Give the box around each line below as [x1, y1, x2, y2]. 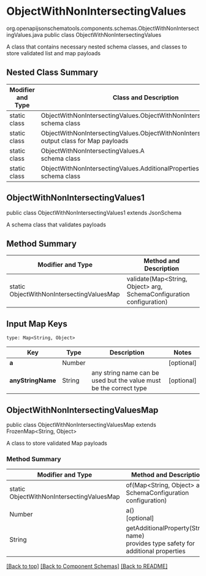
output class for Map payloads [40, 136, 129, 145]
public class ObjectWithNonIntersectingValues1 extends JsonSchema [6, 209, 182, 216]
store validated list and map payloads [6, 49, 101, 56]
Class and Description [112, 93, 179, 102]
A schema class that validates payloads [6, 221, 106, 228]
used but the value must [91, 376, 161, 385]
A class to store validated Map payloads [6, 440, 107, 447]
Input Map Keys [6, 318, 67, 329]
